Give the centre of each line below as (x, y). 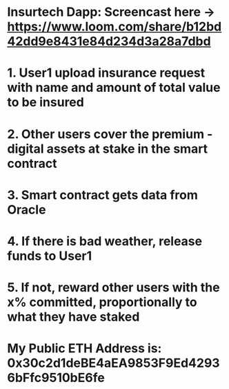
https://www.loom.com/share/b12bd (114, 27)
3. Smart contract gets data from (103, 195)
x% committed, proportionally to (102, 302)
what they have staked (73, 317)
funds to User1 (50, 256)
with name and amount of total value (114, 88)
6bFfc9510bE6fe (56, 378)
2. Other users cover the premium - (110, 134)
